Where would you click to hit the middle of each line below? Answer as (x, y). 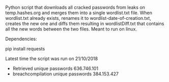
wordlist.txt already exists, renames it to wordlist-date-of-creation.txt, (78, 18)
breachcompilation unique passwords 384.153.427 (65, 74)
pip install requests (25, 49)
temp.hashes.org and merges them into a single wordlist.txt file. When (79, 13)
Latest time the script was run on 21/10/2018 (52, 59)
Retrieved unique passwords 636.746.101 (55, 69)
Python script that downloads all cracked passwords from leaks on (75, 7)
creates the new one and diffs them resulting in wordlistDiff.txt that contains (85, 23)
